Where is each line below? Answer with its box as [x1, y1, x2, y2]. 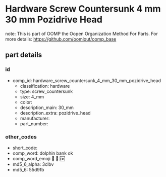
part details [5, 51, 42, 59]
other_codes [5, 133, 37, 140]
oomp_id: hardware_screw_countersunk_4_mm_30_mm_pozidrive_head [12, 77, 161, 84]
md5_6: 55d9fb [12, 166, 44, 172]
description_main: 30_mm [20, 104, 74, 111]
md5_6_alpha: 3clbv [12, 161, 54, 167]
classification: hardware [20, 83, 70, 89]
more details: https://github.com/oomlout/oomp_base [5, 36, 117, 42]
